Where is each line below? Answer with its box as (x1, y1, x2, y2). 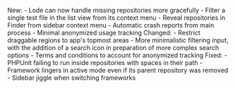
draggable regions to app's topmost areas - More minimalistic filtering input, (7, 36, 229, 44)
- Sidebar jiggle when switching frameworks (7, 73, 136, 82)
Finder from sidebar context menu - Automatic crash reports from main (7, 21, 215, 29)
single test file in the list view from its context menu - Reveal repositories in (7, 13, 226, 22)
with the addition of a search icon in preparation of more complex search (7, 44, 219, 52)
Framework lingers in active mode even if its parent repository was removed (7, 66, 229, 74)
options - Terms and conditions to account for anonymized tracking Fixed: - (7, 51, 228, 59)
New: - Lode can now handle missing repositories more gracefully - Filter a (7, 6, 226, 14)
